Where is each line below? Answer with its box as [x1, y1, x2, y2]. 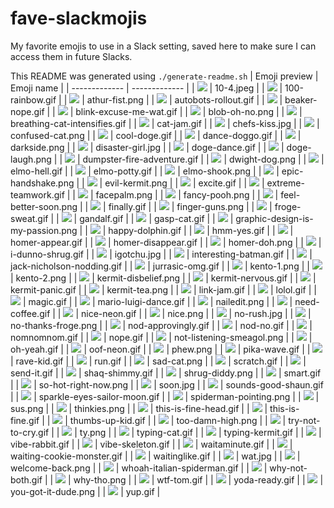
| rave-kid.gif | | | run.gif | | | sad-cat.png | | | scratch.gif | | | [10, 355, 307, 367]
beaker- [284, 93, 318, 106]
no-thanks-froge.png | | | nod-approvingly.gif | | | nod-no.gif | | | [10, 319, 313, 331]
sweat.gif [10, 212, 49, 224]
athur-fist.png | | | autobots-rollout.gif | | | [86, 93, 283, 106]
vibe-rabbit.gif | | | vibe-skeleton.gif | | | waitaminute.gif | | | [10, 438, 293, 450]
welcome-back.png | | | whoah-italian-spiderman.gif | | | [10, 462, 268, 474]
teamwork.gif [10, 188, 65, 201]
